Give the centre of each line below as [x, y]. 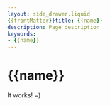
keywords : [22, 34]
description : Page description [54, 27]
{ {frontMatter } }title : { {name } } [55, 21]
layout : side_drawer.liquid [49, 14]
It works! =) [24, 95]
